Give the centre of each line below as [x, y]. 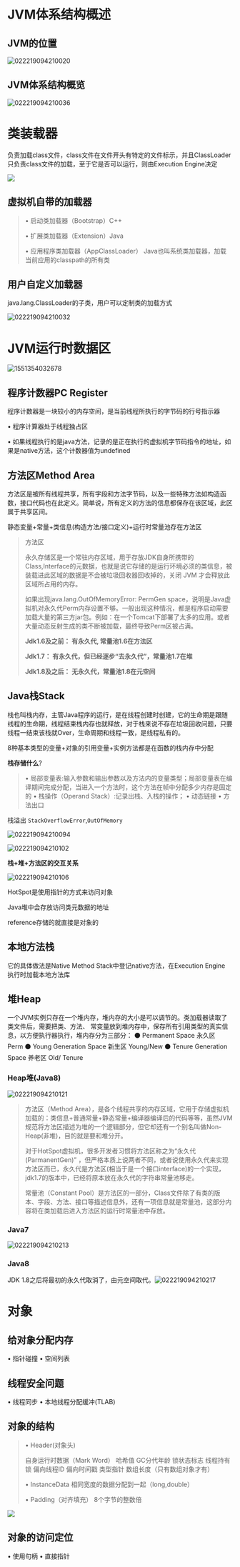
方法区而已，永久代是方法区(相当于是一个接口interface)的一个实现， [125, 1168]
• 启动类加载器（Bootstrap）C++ [74, 220]
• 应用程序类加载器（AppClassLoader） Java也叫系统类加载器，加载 [126, 251]
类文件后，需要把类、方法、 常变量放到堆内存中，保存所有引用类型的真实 [115, 1026]
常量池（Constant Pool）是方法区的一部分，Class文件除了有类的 [119, 1193]
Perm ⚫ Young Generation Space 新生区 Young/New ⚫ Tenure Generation [117, 1046]
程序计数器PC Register [58, 392]
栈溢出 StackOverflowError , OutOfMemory [65, 820]
